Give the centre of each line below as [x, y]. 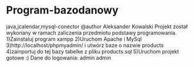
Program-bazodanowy [62, 10]
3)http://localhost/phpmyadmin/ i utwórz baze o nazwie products [85, 45]
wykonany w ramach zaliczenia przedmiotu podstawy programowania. [91, 32]
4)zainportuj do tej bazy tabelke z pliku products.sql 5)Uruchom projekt [93, 51]
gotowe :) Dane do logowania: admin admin [59, 58]
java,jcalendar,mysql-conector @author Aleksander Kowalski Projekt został [97, 26]
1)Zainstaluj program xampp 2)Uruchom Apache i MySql [74, 39]
